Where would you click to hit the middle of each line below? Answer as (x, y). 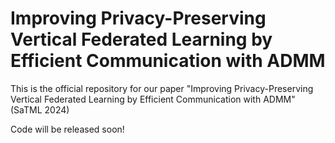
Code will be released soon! (67, 129)
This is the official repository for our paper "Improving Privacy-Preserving (162, 88)
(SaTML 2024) (40, 109)
